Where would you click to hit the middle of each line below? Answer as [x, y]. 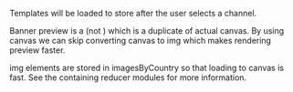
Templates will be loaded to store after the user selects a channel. [133, 13]
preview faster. [37, 50]
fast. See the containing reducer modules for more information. [128, 77]
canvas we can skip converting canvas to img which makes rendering [141, 41]
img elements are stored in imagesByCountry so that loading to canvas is [147, 68]
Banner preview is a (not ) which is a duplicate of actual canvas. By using [147, 31]
